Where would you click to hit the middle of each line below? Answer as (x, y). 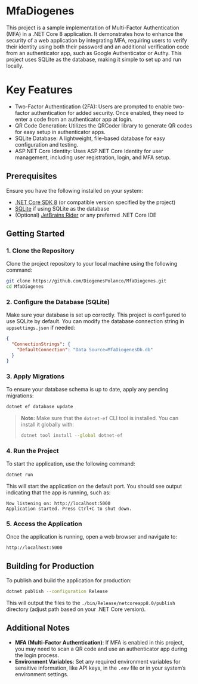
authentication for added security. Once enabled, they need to (107, 113)
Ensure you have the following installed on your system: (75, 190)
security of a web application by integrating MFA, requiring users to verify (97, 40)
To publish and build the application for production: (69, 580)
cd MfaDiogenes (25, 287)
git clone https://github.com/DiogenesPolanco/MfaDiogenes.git (86, 281)
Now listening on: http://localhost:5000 (58, 504)
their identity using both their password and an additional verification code (98, 47)
